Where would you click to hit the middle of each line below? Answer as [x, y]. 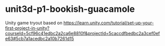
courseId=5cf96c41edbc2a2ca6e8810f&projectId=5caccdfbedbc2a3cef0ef [82, 33]
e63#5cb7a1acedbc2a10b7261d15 [40, 39]
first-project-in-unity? [27, 28]
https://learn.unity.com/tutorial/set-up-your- [109, 23]
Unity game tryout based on [34, 23]
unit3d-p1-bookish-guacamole [70, 9]
